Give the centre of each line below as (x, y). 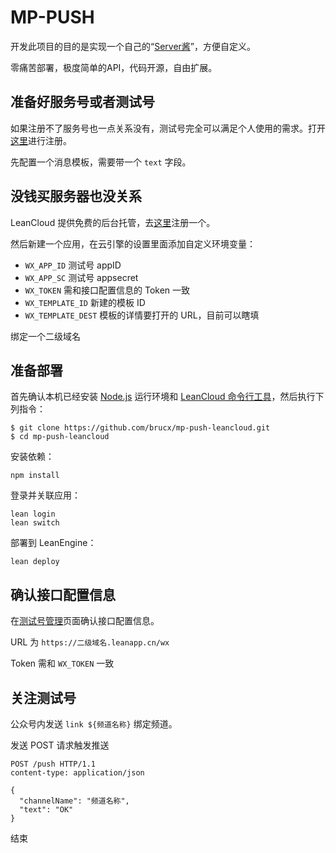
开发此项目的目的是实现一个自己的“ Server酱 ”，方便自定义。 (133, 46)
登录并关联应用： (45, 495)
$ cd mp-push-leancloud (60, 437)
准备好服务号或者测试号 (82, 102)
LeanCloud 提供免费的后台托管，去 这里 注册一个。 (113, 222)
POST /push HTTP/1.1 (53, 764)
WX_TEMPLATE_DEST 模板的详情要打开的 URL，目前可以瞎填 (142, 315)
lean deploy (35, 562)
